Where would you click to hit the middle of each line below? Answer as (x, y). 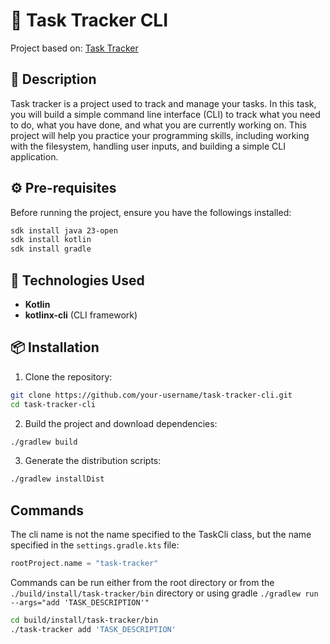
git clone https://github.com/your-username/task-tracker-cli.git (151, 395)
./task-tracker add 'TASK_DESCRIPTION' (93, 629)
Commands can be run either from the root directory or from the (142, 582)
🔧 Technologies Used (77, 280)
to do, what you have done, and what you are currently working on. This (158, 125)
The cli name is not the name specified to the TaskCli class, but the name (161, 535)
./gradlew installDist (57, 479)
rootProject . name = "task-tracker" (84, 564)
